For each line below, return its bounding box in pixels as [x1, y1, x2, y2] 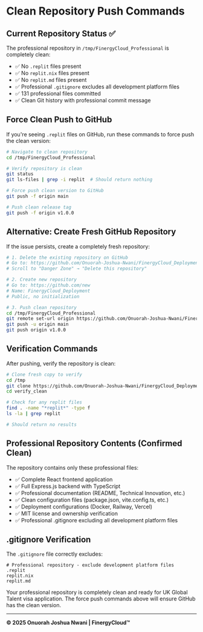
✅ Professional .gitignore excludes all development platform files [14, 83, 180, 90]
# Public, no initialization [6, 293, 80, 299]
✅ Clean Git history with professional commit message [14, 97, 151, 104]
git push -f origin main [6, 193, 69, 199]
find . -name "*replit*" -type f [6, 405, 91, 411]
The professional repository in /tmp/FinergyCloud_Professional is [6, 44, 169, 52]
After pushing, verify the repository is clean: [6, 359, 116, 367]
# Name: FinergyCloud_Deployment [6, 288, 91, 294]
